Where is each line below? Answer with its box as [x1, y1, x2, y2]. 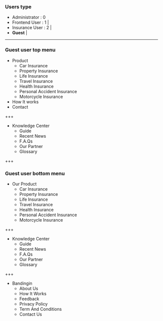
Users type [5, 3, 32, 10]
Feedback [19, 296, 40, 302]
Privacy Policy [19, 301, 48, 306]
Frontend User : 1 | [12, 19, 49, 25]
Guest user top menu [5, 47, 56, 53]
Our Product [12, 181, 37, 187]
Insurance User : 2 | [12, 25, 52, 31]
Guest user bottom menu [5, 170, 65, 177]
